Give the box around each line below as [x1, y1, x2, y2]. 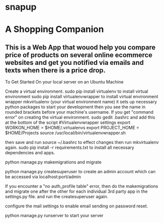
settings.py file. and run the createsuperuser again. [5, 194, 109, 200]
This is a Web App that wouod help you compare [5, 43, 156, 51]
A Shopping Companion [5, 24, 104, 35]
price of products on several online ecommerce [5, 51, 153, 59]
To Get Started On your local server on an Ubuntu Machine [5, 79, 124, 85]
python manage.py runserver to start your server [5, 213, 104, 219]
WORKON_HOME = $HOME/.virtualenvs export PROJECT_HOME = [5, 125, 140, 131]
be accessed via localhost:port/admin [5, 174, 81, 180]
